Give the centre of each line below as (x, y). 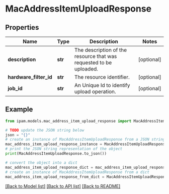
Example (19, 110)
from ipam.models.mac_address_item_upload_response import (68, 121)
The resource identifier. (102, 77)
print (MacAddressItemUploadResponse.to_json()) (56, 154)
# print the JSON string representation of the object (64, 149)
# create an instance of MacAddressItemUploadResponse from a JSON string (85, 140)
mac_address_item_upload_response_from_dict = (55, 177)
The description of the (101, 50)
